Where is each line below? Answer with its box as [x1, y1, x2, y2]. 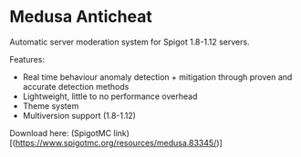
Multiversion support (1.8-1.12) [22, 110, 137, 121]
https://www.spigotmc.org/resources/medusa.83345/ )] [15, 137, 223, 148]
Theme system [22, 100, 79, 111]
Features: [9, 54, 46, 64]
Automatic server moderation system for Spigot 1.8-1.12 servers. [9, 36, 250, 47]
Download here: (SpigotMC [9, 127, 112, 138]
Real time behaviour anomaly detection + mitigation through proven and [22, 71, 293, 83]
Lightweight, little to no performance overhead [22, 91, 198, 102]
